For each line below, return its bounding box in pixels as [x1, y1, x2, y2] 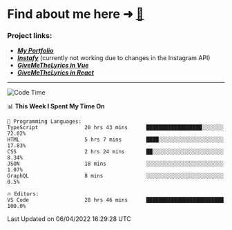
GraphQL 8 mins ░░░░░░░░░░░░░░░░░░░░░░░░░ [7, 173, 224, 180]
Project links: [7, 31, 52, 41]
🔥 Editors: [7, 191, 39, 198]
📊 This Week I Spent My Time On [7, 102, 105, 111]
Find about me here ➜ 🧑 [7, 6, 144, 22]
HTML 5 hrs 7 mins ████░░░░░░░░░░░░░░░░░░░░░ [7, 136, 224, 144]
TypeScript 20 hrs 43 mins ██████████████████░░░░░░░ [7, 124, 224, 131]
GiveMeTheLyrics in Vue [17, 61, 89, 70]
